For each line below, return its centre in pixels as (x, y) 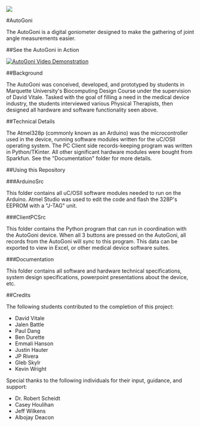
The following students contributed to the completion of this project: (90, 307)
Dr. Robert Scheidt (38, 398)
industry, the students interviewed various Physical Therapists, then (90, 103)
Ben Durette (30, 337)
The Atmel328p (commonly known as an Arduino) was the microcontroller (97, 133)
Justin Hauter (32, 350)
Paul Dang (27, 331)
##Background (24, 73)
